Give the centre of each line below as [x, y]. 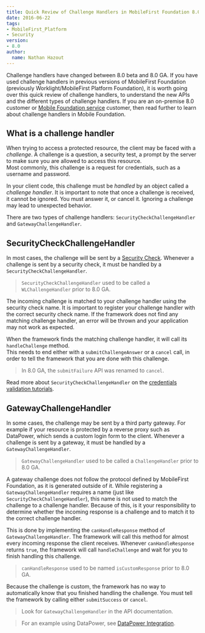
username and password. [38, 174]
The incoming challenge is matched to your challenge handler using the [96, 301]
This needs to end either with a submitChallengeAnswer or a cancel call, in [98, 352]
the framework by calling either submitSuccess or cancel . [77, 600]
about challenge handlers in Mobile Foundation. [66, 114]
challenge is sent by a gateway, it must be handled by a [76, 442]
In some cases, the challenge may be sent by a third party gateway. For [96, 423]
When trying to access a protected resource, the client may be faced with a [101, 148]
